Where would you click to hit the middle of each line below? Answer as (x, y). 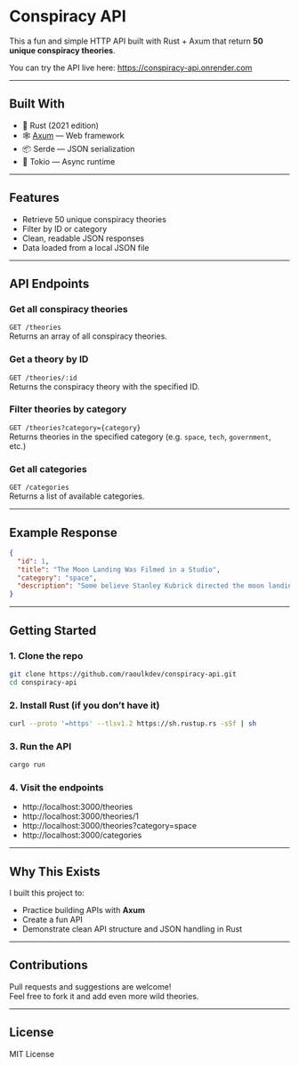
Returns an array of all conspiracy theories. (88, 336)
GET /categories (39, 488)
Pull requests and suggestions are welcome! (90, 986)
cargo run (28, 765)
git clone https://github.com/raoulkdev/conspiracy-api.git (123, 674)
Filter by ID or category (65, 228)
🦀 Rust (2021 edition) (61, 125)
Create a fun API (52, 920)
